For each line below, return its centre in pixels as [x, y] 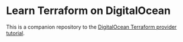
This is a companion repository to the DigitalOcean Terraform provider [91, 27]
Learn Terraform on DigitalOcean [89, 11]
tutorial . [15, 33]
